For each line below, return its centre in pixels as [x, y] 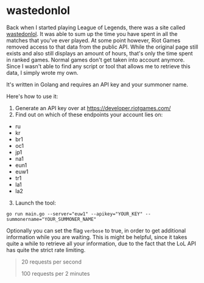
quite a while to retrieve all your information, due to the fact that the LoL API [101, 243]
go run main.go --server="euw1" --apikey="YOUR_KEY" [75, 214]
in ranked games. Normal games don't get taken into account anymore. [96, 60]
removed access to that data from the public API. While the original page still [102, 47]
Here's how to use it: [32, 96]
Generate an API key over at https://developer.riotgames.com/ [93, 108]
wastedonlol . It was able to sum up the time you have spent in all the [92, 33]
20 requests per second [51, 262]
